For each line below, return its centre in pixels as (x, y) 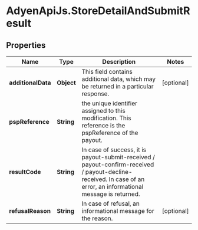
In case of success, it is (114, 150)
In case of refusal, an (111, 203)
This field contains (107, 72)
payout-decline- (109, 172)
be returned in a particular (118, 86)
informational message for (118, 211)
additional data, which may (119, 79)
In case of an (127, 179)
